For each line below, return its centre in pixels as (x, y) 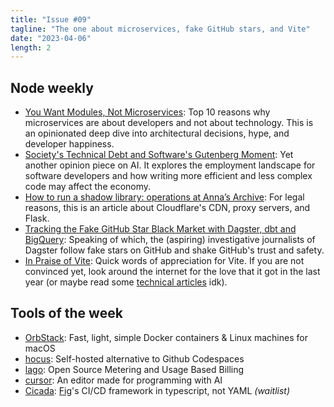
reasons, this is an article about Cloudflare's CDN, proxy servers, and (167, 208)
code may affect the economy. (88, 187)
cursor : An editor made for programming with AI (123, 380)
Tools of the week (66, 313)
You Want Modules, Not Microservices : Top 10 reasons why (147, 112)
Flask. (37, 218)
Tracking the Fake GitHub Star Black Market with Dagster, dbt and (160, 229)
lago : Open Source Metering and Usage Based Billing (134, 369)
